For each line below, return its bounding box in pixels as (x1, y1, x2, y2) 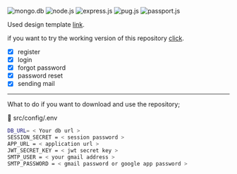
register (17, 48, 41, 56)
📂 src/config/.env (7, 113, 58, 123)
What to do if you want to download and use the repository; (7, 100, 181, 108)
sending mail (17, 80, 55, 88)
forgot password (17, 63, 66, 72)
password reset (17, 71, 63, 80)
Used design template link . (7, 20, 85, 28)
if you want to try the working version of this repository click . (7, 34, 185, 42)
